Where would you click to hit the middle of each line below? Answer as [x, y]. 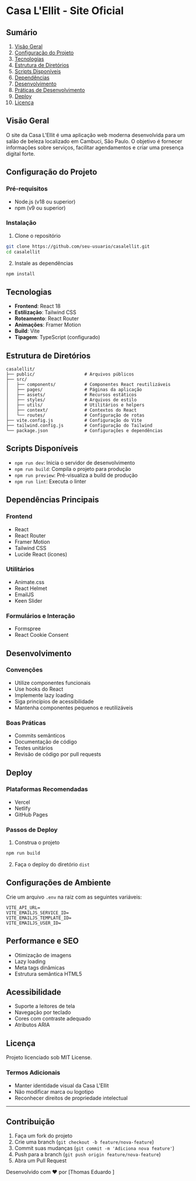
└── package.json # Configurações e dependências [85, 431]
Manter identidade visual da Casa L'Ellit [62, 1086]
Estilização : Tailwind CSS [45, 312]
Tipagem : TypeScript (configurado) [57, 337]
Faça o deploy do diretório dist [52, 864]
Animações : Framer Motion [48, 325]
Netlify [22, 808]
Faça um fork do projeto [43, 1136]
